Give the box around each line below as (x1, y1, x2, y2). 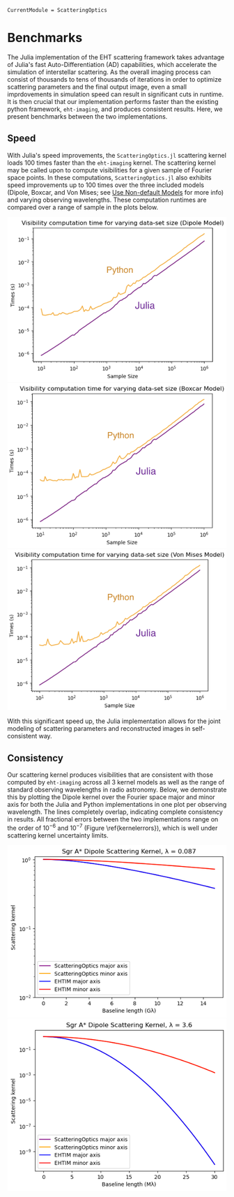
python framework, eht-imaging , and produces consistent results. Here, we (7, 105, 223, 113)
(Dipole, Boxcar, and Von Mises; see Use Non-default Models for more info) (7, 188, 224, 196)
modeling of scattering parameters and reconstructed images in (7, 724, 191, 733)
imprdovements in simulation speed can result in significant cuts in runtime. (7, 90, 224, 98)
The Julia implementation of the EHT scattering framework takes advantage (7, 52, 225, 61)
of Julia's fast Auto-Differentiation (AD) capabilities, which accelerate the (7, 60, 217, 68)
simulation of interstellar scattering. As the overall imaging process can (7, 68, 211, 76)
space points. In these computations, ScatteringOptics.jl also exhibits (7, 173, 212, 181)
